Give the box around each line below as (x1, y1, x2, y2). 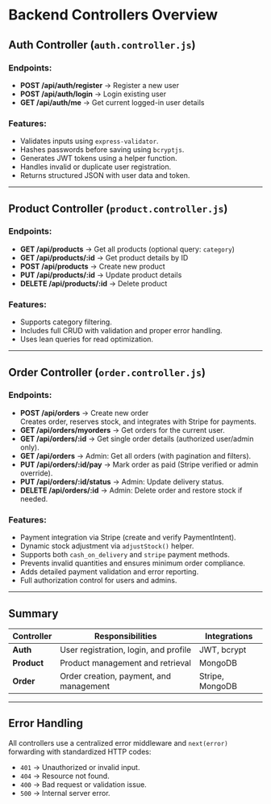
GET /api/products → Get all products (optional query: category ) (19, 244, 236, 254)
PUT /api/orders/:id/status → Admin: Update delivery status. (19, 476, 224, 486)
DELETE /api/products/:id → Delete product (19, 278, 168, 288)
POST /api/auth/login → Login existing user (19, 89, 167, 99)
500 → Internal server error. (19, 788, 110, 798)
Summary (8, 607, 59, 620)
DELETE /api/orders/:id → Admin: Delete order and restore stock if (19, 485, 243, 495)
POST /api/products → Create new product (19, 261, 165, 271)
